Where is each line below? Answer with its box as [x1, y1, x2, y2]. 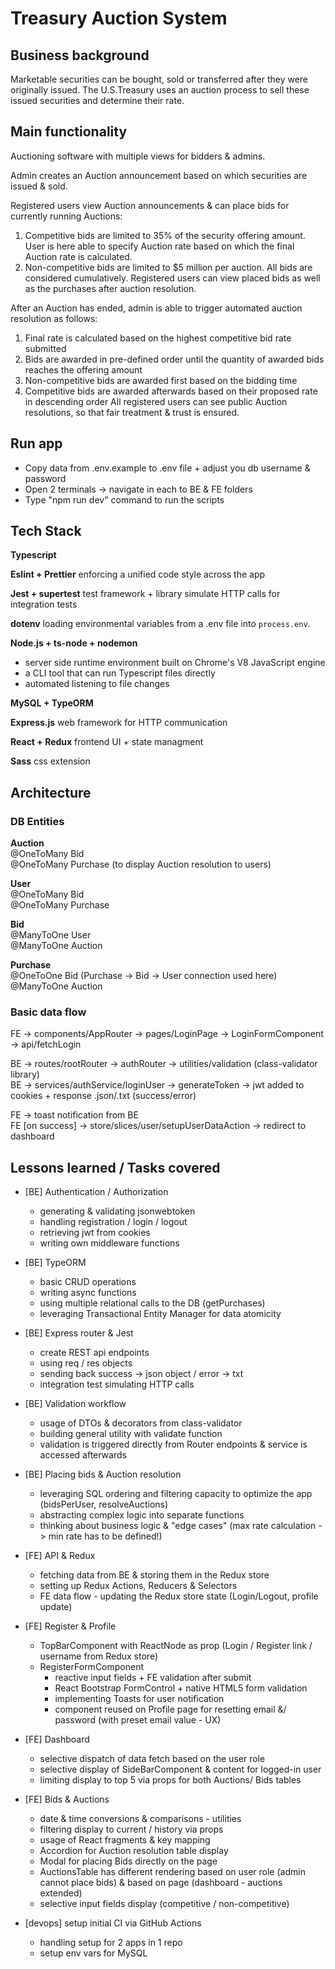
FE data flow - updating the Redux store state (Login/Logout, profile [39, 1590, 319, 1602]
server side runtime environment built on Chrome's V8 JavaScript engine [24, 657, 326, 669]
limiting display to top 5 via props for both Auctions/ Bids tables [39, 1774, 302, 1786]
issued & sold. [10, 180, 68, 192]
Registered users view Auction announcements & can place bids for [10, 199, 290, 211]
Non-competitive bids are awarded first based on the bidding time [24, 374, 298, 386]
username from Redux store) [39, 1650, 158, 1662]
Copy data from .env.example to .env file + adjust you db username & [24, 462, 311, 474]
